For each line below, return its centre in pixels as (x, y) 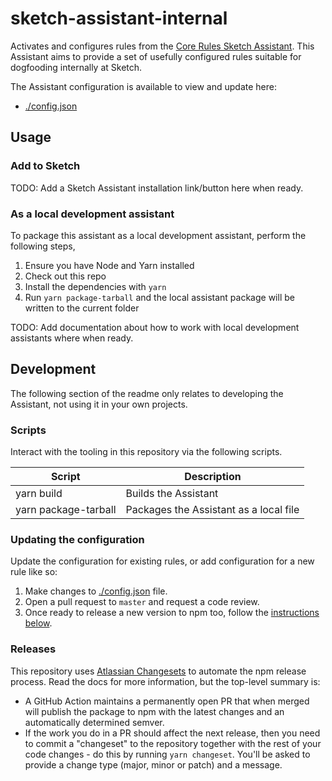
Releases (33, 649)
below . (38, 623)
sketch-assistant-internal (119, 18)
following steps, (43, 246)
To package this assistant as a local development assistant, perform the (158, 235)
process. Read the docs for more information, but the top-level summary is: (165, 681)
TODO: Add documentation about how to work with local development (155, 327)
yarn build (39, 494)
